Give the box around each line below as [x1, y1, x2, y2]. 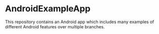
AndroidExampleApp [5, 3, 91, 14]
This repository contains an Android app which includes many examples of [5, 19, 154, 25]
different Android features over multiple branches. [5, 24, 105, 29]
